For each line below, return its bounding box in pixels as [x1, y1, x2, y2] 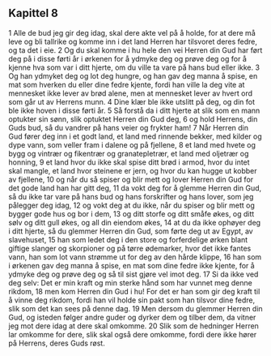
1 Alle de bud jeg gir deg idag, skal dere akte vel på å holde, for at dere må [8, 28, 256, 37]
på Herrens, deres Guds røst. [8, 338, 105, 348]
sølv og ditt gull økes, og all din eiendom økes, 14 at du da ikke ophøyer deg [8, 217, 261, 227]
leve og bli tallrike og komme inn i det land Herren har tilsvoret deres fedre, [8, 36, 257, 46]
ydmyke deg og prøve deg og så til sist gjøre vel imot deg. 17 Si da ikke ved [8, 269, 259, 279]
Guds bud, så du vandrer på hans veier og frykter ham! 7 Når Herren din [8, 122, 249, 132]
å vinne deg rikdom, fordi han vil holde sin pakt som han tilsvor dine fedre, [8, 295, 256, 305]
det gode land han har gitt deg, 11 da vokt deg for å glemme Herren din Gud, [8, 182, 262, 193]
